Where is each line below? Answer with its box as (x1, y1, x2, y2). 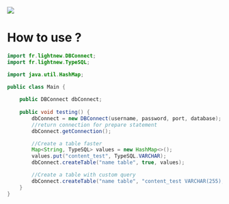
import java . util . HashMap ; (7, 71, 84, 78)
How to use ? (7, 30, 82, 46)
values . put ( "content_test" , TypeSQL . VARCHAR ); (31, 153, 167, 160)
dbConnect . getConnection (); (31, 128, 111, 134)
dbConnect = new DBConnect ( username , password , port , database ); (31, 115, 222, 122)
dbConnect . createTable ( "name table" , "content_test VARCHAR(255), (31, 177, 225, 184)
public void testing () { (19, 109, 90, 116)
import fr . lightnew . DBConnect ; (7, 52, 96, 59)
